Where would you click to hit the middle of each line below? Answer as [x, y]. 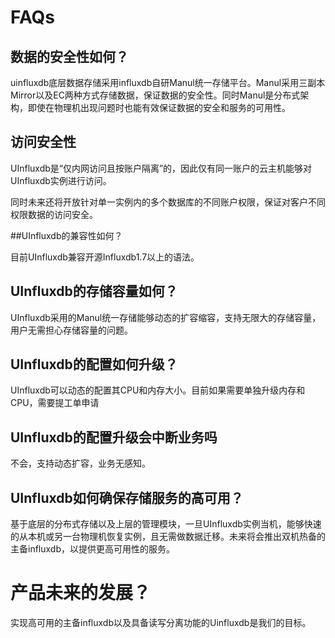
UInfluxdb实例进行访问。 [61, 180]
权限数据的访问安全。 [54, 214]
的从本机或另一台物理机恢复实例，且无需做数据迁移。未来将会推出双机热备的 [168, 537]
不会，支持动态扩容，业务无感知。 [80, 463]
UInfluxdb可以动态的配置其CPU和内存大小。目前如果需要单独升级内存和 [158, 390]
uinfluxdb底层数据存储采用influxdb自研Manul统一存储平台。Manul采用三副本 [168, 82]
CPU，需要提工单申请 [55, 403]
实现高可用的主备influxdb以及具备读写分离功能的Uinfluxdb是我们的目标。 [161, 622]
